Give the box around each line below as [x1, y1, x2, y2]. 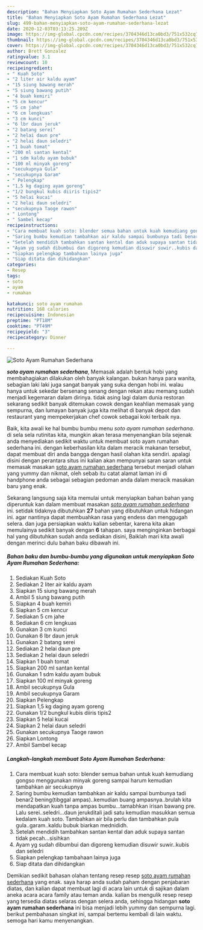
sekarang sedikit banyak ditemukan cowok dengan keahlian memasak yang [7, 400, 195, 407]
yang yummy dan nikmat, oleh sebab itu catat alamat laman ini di [7, 470, 167, 477]
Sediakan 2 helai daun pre [15, 645, 81, 653]
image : [7, 31, 23, 37]
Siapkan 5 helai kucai [15, 715, 69, 723]
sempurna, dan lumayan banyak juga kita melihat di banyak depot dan [7, 406, 181, 414]
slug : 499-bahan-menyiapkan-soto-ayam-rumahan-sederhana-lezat [7, 20, 169, 26]
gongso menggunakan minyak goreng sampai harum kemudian [15, 777, 172, 784]
